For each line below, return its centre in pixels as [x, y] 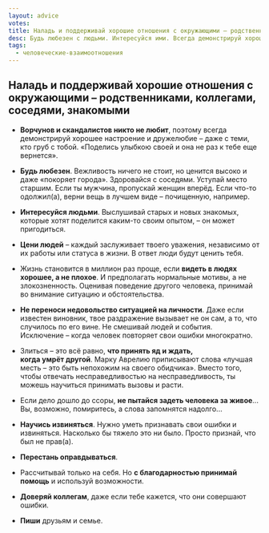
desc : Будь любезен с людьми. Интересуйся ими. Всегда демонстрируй [125, 38]
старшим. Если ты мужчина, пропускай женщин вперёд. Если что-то [138, 188]
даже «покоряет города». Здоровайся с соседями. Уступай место [133, 179]
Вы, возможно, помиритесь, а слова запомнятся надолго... [121, 409]
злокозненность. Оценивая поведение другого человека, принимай [137, 285]
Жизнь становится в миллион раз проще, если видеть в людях [128, 269]
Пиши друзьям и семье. [61, 520]
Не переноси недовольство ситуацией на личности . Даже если [132, 309]
